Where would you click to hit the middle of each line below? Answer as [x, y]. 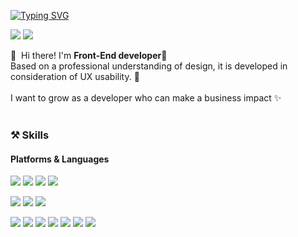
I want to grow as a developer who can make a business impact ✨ [146, 98]
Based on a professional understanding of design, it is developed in [149, 66]
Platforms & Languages [60, 159]
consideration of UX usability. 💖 [75, 76]
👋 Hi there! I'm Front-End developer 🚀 [89, 55]
